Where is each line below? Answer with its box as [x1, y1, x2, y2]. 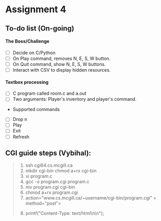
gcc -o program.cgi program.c [25, 179, 89, 185]
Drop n [12, 116, 28, 122]
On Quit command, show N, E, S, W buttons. [12, 61, 106, 67]
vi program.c [25, 173, 53, 180]
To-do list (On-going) [5, 24, 75, 33]
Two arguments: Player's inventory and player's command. [12, 96, 137, 102]
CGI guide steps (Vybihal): [5, 149, 91, 157]
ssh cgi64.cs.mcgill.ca [25, 162, 73, 168]
